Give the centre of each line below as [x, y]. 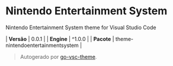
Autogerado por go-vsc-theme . [58, 56]
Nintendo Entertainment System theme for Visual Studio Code [81, 27]
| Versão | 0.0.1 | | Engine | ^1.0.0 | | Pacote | [60, 39]
